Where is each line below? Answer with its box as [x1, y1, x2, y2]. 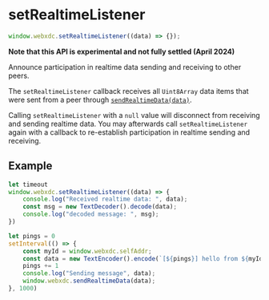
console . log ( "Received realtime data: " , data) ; [22, 195, 188, 204]
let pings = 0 [8, 232, 56, 240]
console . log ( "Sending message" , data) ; [22, 270, 156, 278]
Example [8, 159, 53, 173]
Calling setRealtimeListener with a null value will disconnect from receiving [8, 110, 260, 120]
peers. [8, 71, 30, 80]
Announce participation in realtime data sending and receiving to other [8, 62, 242, 71]
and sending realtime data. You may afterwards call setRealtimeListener [8, 119, 248, 128]
